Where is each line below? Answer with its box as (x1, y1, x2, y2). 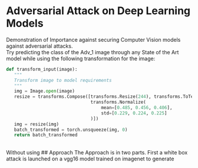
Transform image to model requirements (14, 77, 112, 83)
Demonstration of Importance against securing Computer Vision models (6, 36, 181, 43)
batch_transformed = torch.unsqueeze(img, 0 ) (14, 127, 128, 133)
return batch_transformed (14, 132, 78, 138)
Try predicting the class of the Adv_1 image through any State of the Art (6, 48, 179, 55)
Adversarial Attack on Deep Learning (6, 4, 191, 18)
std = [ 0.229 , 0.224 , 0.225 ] (101, 110, 167, 116)
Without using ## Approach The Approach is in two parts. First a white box (6, 149, 188, 156)
